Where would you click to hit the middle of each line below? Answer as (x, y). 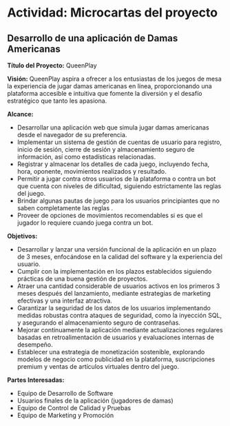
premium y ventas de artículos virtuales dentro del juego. (98, 366)
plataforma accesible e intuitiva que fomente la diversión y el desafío (105, 93)
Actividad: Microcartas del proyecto (113, 13)
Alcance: (20, 114)
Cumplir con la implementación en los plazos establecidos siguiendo (114, 271)
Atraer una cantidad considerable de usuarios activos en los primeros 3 (118, 286)
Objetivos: (22, 236)
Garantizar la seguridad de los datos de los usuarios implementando (114, 308)
